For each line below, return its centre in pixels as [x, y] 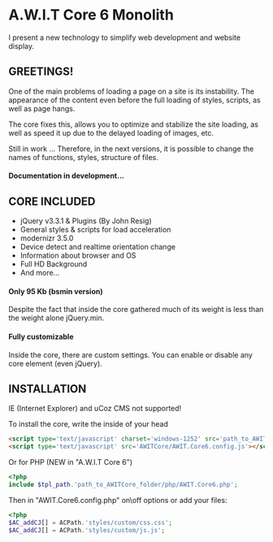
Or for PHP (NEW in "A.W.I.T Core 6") [70, 462]
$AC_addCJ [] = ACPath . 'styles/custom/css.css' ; [91, 522]
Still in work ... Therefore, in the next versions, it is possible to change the [131, 149]
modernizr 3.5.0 [47, 238]
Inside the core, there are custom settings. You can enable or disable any [131, 354]
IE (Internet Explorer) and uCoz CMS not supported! [95, 409]
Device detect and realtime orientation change [98, 247]
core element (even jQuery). [56, 363]
